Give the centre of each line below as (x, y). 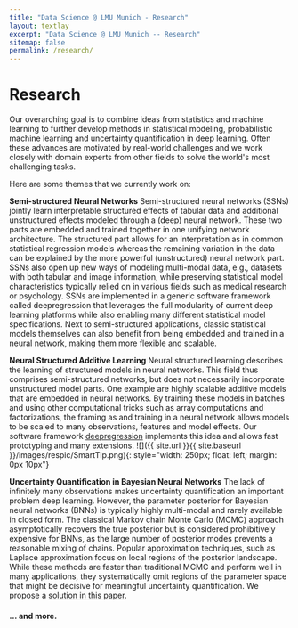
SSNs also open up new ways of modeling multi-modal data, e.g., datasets (146, 267)
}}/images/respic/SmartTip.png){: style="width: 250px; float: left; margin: (143, 455)
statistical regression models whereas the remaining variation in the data (142, 249)
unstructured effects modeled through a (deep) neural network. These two (146, 220)
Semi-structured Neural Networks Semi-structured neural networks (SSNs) (149, 201)
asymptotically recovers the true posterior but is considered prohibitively (142, 529)
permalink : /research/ (51, 51)
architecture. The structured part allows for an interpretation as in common (146, 239)
